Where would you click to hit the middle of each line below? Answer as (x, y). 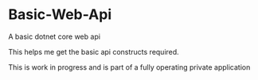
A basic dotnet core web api (55, 36)
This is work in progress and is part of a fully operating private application (129, 67)
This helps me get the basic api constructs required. (94, 51)
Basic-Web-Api (60, 15)
